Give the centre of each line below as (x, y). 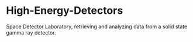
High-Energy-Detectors (65, 11)
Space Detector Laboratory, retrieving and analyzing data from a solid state (97, 26)
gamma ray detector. (31, 32)
